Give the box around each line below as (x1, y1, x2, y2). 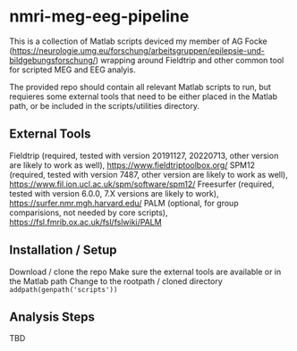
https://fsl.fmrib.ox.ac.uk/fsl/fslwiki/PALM (9, 216, 163, 227)
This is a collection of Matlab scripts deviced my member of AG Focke (9, 36, 267, 46)
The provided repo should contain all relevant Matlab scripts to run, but (9, 81, 271, 92)
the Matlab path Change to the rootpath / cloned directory (9, 275, 224, 287)
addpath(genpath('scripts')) (9, 285, 118, 294)
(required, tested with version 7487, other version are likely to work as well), (9, 169, 288, 180)
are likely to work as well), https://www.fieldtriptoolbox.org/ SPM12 (9, 159, 255, 171)
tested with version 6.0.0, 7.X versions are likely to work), (9, 188, 219, 198)
